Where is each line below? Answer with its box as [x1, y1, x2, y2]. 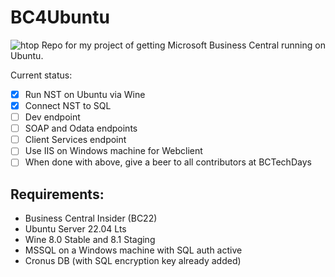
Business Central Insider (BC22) [24, 212, 158, 225]
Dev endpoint [24, 111, 81, 123]
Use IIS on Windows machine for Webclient [24, 145, 203, 157]
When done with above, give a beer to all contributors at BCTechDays [24, 156, 312, 168]
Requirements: [10, 186, 105, 203]
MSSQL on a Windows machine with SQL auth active [24, 244, 243, 256]
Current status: [10, 69, 73, 81]
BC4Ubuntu [10, 6, 110, 29]
